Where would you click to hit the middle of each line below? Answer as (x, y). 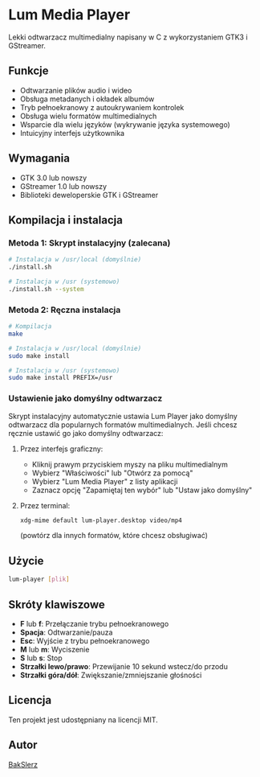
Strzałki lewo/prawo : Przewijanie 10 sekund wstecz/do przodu (124, 666)
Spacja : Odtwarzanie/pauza (66, 632)
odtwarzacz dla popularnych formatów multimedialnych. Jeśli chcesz (123, 425)
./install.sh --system (46, 289)
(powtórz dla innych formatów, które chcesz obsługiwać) (114, 536)
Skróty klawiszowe (57, 604)
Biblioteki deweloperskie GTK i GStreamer (89, 195)
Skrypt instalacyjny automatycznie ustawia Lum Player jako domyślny (123, 416)
